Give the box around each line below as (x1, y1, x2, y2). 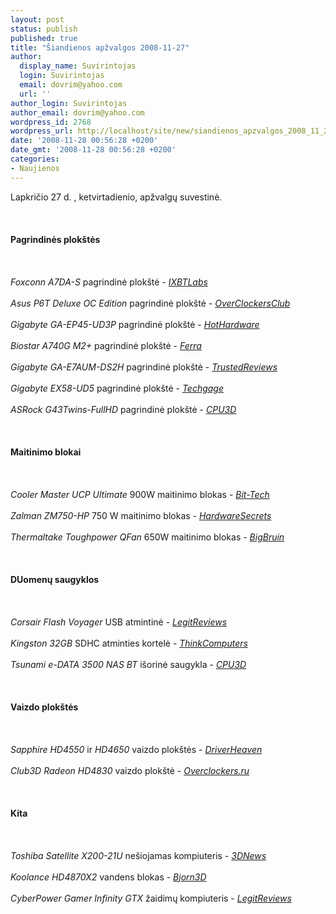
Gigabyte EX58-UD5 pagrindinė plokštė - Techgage (10, 382, 224, 394)
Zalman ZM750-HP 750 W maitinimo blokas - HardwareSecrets (10, 509, 272, 521)
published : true (10, 33, 78, 43)
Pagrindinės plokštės (10, 233, 101, 245)
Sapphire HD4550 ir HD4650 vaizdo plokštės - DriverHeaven (10, 743, 263, 755)
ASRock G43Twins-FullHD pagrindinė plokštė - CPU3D (10, 403, 237, 415)
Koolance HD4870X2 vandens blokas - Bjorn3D (10, 871, 207, 883)
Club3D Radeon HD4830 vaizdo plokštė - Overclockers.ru (10, 764, 250, 776)
